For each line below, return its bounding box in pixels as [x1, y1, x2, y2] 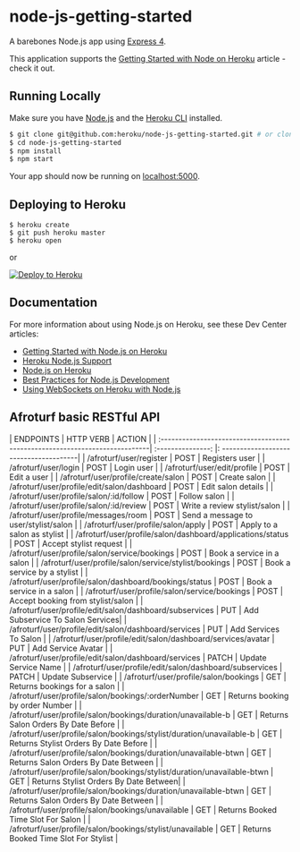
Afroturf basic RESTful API [9, 410, 161, 425]
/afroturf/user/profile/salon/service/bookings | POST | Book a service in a [9, 548, 279, 558]
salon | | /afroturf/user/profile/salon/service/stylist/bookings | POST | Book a [9, 557, 291, 567]
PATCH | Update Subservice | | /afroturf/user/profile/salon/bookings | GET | [9, 671, 287, 682]
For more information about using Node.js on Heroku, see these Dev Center [9, 319, 287, 329]
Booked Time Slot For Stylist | [9, 832, 119, 843]
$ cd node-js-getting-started [9, 138, 122, 147]
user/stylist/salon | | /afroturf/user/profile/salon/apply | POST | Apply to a [9, 519, 279, 530]
